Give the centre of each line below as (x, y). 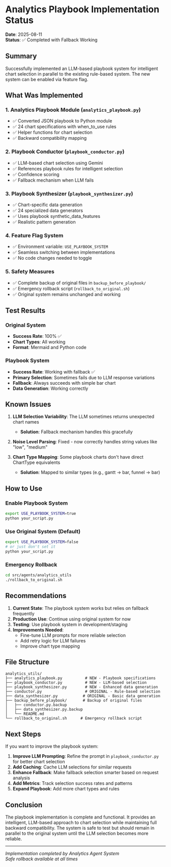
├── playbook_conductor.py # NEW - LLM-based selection (76, 683)
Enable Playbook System (37, 503)
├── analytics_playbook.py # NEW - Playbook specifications (81, 678)
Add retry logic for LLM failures (53, 640)
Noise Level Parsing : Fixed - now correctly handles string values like (85, 442)
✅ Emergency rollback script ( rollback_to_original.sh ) (71, 288)
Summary (21, 56)
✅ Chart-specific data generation (48, 205)
